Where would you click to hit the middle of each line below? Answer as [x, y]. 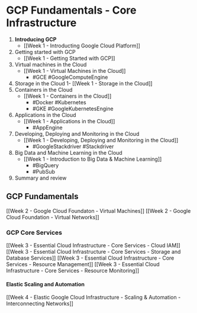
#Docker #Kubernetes [59, 102]
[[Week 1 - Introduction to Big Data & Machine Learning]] [93, 159]
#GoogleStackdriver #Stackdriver [73, 146]
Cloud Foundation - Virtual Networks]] [53, 217]
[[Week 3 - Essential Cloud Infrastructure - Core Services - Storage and [93, 252]
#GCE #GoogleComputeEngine [70, 77]
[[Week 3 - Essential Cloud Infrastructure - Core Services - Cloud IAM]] [93, 245]
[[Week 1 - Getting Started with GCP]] [69, 58]
